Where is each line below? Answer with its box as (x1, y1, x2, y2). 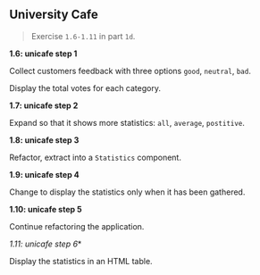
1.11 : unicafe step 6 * (9, 238, 82, 249)
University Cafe (9, 7, 98, 22)
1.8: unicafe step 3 (9, 134, 80, 146)
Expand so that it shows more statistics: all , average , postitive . (9, 117, 246, 128)
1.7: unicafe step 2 (9, 100, 79, 111)
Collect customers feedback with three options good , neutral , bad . (9, 65, 252, 76)
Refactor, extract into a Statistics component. (9, 152, 181, 162)
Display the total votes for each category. (9, 82, 161, 93)
